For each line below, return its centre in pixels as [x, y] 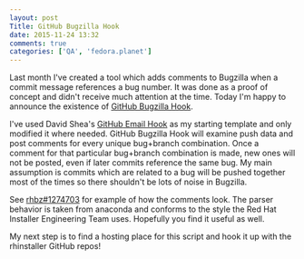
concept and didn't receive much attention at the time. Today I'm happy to [148, 97]
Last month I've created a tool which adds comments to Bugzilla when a [144, 77]
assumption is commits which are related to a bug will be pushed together [147, 173]
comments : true [38, 43]
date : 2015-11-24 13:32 [54, 35]
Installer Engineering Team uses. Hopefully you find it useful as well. [137, 219]
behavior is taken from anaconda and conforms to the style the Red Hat [143, 209]
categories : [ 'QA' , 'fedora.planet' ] [81, 52]
